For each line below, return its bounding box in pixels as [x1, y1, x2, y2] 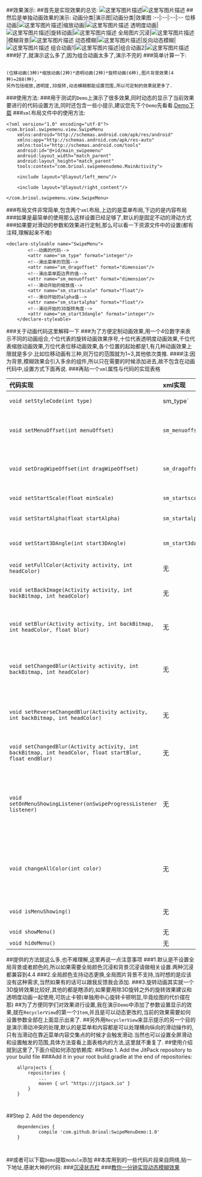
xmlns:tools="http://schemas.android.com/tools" [17, 142, 141, 148]
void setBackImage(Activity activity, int [9, 587, 133, 593]
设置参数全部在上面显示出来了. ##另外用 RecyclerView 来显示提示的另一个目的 [6, 1016, 196, 1023]
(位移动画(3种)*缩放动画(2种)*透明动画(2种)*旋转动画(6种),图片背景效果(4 [6, 70, 174, 76]
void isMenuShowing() [9, 908, 71, 915]
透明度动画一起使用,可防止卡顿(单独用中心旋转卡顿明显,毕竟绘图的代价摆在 [6, 994, 191, 1001]
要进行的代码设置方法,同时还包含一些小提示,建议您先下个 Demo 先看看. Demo [6, 102, 189, 108]
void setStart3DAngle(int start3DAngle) [9, 540, 126, 546]
